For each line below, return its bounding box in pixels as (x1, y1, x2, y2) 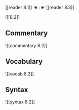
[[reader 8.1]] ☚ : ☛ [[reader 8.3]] (5, 5, 74, 10)
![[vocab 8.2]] (5, 71, 34, 77)
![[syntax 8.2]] (5, 99, 35, 105)
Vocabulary (5, 57, 43, 66)
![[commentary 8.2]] (5, 42, 48, 48)
